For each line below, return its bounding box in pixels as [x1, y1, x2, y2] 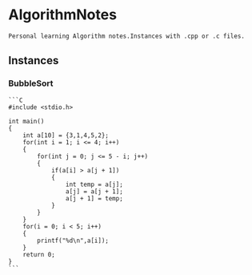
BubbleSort [8, 78, 54, 89]
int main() [8, 117, 45, 125]
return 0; [22, 250, 56, 258]
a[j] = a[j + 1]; [65, 187, 124, 196]
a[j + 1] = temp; [65, 194, 124, 202]
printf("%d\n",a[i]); [37, 237, 110, 245]
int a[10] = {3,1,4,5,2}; [22, 131, 110, 140]
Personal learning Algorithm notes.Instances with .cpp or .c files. [8, 32, 246, 40]
